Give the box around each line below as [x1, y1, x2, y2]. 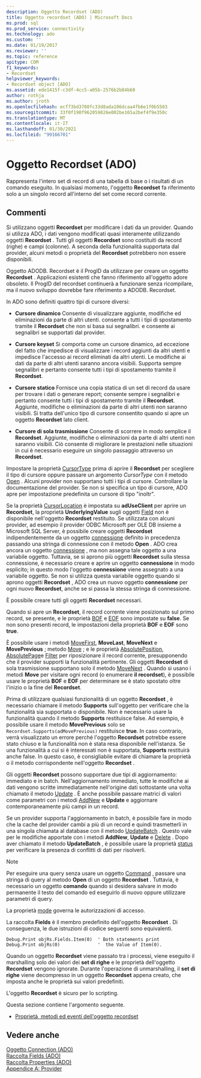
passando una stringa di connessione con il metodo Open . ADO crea [6, 540, 178, 547]
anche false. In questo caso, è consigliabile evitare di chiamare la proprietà [6, 752, 191, 760]
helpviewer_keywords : [6, 76, 61, 82]
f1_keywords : [6, 64, 39, 71]
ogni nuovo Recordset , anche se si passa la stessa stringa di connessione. [6, 585, 191, 592]
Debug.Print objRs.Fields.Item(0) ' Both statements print [6, 936, 160, 942]
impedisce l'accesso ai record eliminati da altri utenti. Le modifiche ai [14, 353, 186, 361]
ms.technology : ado [6, 31, 55, 37]
